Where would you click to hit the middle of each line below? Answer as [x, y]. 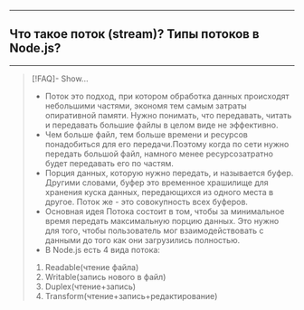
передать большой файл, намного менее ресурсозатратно [159, 154]
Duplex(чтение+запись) [90, 287]
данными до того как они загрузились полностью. [142, 240]
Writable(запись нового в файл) [105, 277]
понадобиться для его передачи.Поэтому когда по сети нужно [167, 144]
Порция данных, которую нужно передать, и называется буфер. [169, 173]
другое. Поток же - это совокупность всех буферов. [147, 202]
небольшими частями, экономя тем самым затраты [146, 106]
